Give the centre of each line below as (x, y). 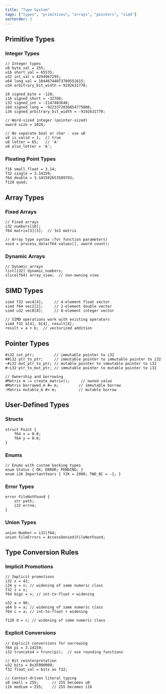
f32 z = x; (16, 590)
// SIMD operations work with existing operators (58, 320)
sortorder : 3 (19, 19)
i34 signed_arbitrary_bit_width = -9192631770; (55, 112)
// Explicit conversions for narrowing (46, 643)
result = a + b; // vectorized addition (49, 328)
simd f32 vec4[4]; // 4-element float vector (58, 302)
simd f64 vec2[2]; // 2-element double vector (59, 307)
